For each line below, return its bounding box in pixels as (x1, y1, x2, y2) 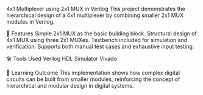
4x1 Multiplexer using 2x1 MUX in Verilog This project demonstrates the (6, 5, 186, 12)
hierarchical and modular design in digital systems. (6, 82, 134, 89)
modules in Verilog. (6, 18, 55, 25)
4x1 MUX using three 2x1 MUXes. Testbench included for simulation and (6, 37, 188, 43)
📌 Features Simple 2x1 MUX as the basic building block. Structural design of (6, 30, 197, 37)
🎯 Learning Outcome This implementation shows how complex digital (6, 69, 180, 76)
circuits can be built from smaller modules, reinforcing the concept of (6, 76, 180, 83)
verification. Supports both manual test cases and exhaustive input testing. (6, 43, 194, 50)
